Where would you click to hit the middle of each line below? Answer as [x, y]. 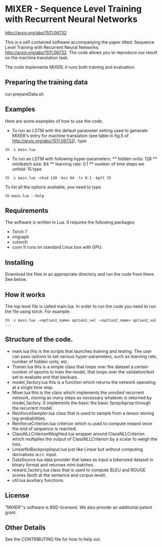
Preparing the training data [46, 82]
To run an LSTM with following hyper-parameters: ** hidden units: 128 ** [84, 158]
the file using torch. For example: [38, 311]
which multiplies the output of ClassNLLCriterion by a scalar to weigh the [85, 439]
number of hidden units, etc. [40, 361]
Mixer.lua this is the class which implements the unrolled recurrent [78, 393]
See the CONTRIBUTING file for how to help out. [53, 539]
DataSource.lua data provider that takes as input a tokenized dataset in [82, 460]
